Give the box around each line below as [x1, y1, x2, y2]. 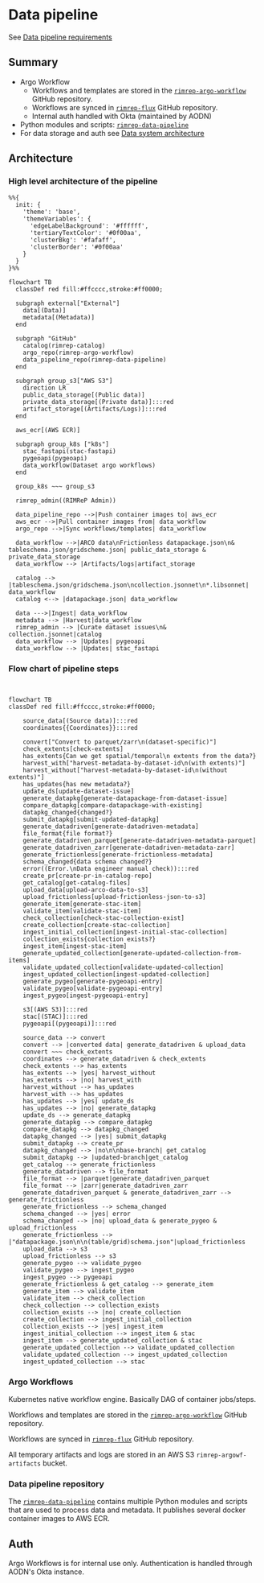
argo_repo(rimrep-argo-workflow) [22, 348, 135, 357]
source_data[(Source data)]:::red [22, 716, 138, 725]
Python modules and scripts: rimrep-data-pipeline [19, 119, 189, 130]
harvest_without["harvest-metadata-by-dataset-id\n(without [22, 766, 228, 774]
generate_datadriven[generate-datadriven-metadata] [22, 822, 199, 831]
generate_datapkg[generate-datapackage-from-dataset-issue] [22, 794, 228, 802]
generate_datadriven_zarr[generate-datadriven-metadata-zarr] [22, 843, 235, 851]
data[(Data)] [22, 307, 67, 315]
